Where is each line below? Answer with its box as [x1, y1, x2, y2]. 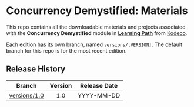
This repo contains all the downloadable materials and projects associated [6, 23, 186, 30]
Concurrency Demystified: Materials [6, 4, 188, 18]
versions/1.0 [9, 91, 44, 99]
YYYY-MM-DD [77, 91, 121, 99]
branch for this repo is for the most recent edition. [6, 47, 127, 54]
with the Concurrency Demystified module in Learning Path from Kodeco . [6, 29, 188, 36]
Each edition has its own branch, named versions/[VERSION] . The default [6, 41, 183, 48]
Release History [6, 64, 66, 74]
